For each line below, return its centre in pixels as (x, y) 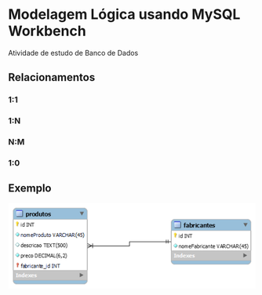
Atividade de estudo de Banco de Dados (73, 53)
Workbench (47, 31)
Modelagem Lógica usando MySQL (124, 15)
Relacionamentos (52, 77)
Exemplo (30, 189)
